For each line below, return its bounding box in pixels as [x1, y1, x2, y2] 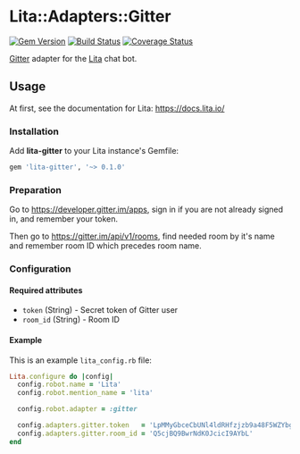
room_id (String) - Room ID [21, 315, 121, 325]
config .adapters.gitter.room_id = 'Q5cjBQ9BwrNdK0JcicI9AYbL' [17, 429, 254, 438]
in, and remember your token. [9, 214, 119, 224]
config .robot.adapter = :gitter [17, 405, 138, 414]
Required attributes [9, 284, 83, 296]
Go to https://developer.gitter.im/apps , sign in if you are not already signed [9, 204, 284, 215]
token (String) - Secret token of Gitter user [21, 305, 179, 315]
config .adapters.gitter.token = [17, 421, 146, 430]
